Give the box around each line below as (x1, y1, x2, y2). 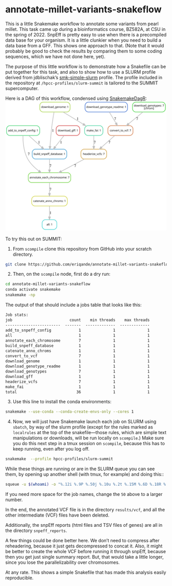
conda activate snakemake (5, 287, 60, 292)
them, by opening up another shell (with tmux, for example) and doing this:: (5, 471, 164, 477)
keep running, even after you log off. (12, 446, 90, 452)
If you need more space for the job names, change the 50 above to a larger (5, 491, 163, 497)
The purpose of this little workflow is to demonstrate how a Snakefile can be (5, 63, 166, 69)
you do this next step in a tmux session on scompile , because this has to (12, 440, 165, 446)
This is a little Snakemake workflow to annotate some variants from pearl (5, 21, 159, 27)
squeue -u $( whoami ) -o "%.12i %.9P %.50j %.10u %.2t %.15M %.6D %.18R (5, 482, 161, 487)
